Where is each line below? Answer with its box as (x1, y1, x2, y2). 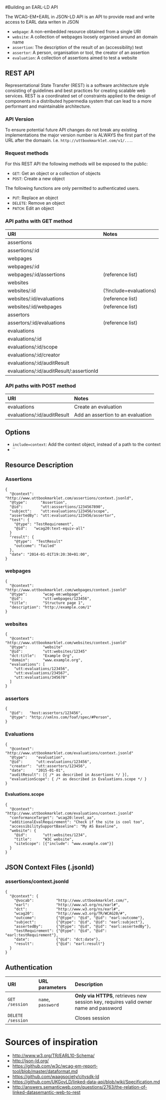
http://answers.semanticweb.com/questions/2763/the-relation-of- (12, 1084, 147, 1090)
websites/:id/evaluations (7, 295, 64, 302)
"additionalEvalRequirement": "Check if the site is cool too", (9, 819, 145, 825)
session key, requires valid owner (75, 999, 152, 1006)
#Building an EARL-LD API (5, 4, 58, 10)
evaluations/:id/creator (7, 351, 60, 358)
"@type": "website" (9, 645, 63, 650)
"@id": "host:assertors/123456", (9, 710, 83, 716)
